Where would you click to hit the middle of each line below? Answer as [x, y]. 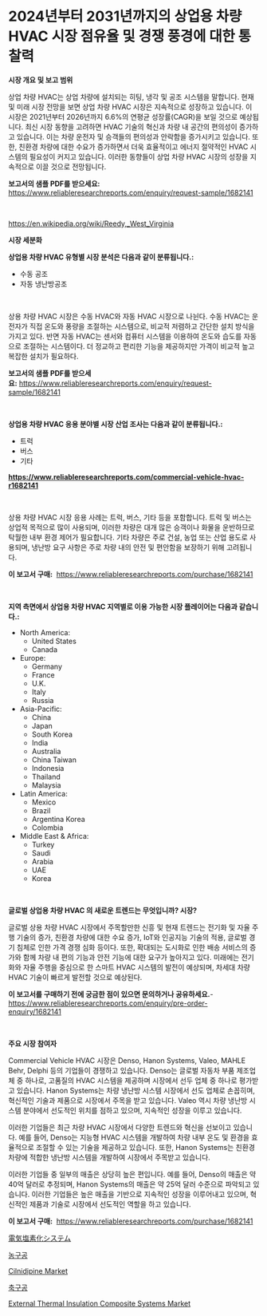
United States [54, 641]
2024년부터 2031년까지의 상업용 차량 [125, 16]
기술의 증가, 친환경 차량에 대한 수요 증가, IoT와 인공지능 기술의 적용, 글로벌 [132, 937]
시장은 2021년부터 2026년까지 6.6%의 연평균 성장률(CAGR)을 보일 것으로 [123, 117]
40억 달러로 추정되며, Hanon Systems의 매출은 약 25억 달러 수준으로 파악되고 [130, 1184]
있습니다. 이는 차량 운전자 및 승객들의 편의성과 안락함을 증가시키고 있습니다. [133, 136]
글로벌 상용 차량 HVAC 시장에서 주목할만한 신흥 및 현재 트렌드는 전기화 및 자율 [130, 927]
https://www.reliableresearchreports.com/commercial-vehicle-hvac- [126, 476]
